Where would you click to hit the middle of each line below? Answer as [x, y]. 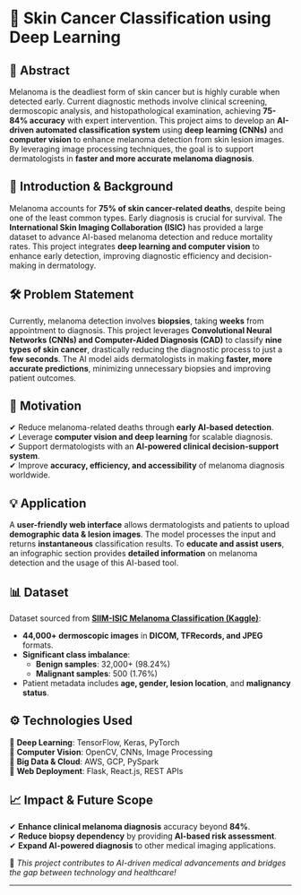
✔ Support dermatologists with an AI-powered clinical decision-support [144, 446]
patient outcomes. [43, 378]
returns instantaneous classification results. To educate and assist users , [147, 544]
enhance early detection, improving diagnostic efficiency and [122, 255]
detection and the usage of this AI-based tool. [94, 563]
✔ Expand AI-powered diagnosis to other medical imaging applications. [142, 845]
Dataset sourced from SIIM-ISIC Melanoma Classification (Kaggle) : [135, 618]
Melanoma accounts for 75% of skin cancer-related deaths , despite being [147, 208]
